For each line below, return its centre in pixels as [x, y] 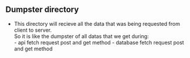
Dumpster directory [42, 10]
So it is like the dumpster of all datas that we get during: [81, 36]
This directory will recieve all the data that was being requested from [97, 23]
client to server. [33, 30]
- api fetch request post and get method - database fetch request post [99, 42]
